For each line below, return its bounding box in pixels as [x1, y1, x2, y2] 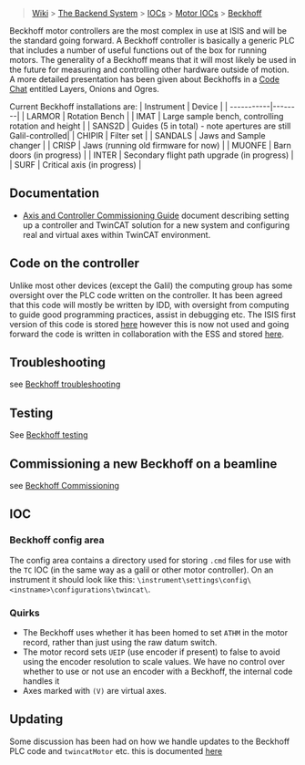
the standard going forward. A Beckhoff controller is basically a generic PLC [9, 36, 295, 46]
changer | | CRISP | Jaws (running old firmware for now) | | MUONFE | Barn [9, 140, 291, 150]
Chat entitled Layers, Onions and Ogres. [9, 84, 159, 94]
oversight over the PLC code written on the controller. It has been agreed [9, 289, 283, 300]
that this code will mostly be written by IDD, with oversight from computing [9, 299, 290, 310]
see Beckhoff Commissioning [9, 481, 120, 491]
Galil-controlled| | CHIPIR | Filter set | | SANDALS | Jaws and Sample [9, 130, 266, 140]
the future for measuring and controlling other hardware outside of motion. [9, 64, 290, 75]
